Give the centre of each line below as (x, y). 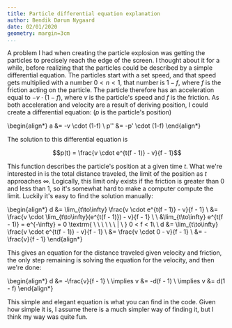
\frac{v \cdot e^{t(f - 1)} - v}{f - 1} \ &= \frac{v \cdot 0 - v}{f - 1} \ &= (105, 232)
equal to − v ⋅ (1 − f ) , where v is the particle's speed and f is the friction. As (113, 98)
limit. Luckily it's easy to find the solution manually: (80, 196)
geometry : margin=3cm (39, 33)
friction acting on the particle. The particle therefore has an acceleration (111, 90)
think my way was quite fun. (48, 317)
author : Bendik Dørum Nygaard (51, 20)
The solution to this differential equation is (68, 140)
